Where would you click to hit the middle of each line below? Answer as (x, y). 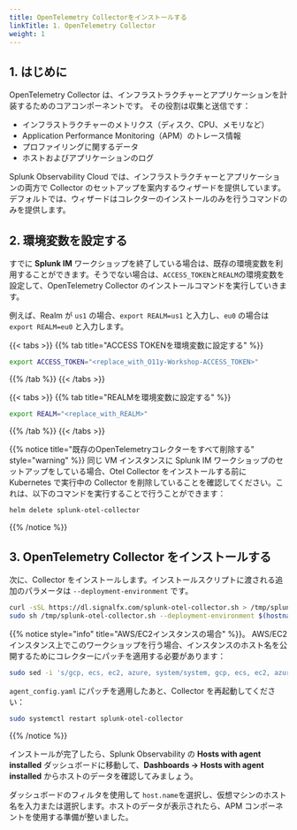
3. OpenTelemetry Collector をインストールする (141, 557)
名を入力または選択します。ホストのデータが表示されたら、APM (126, 805)
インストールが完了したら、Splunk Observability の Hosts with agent (135, 754)
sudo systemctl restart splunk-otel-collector (96, 719)
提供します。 (47, 210)
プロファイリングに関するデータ (80, 147)
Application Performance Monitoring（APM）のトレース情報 (131, 136)
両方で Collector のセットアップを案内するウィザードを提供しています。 (155, 188)
